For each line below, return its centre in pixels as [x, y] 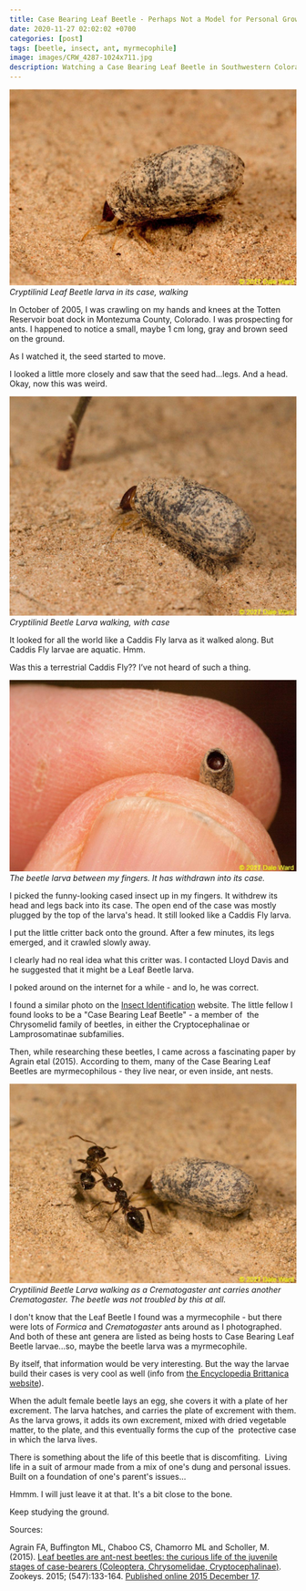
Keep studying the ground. [59, 1512]
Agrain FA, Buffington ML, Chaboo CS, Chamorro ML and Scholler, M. [140, 1547]
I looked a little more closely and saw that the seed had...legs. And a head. [149, 374]
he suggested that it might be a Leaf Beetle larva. [102, 970]
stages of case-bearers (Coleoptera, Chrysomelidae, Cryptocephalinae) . [146, 1566]
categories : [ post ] [46, 38]
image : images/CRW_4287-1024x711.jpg [81, 58]
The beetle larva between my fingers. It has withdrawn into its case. [138, 878]
